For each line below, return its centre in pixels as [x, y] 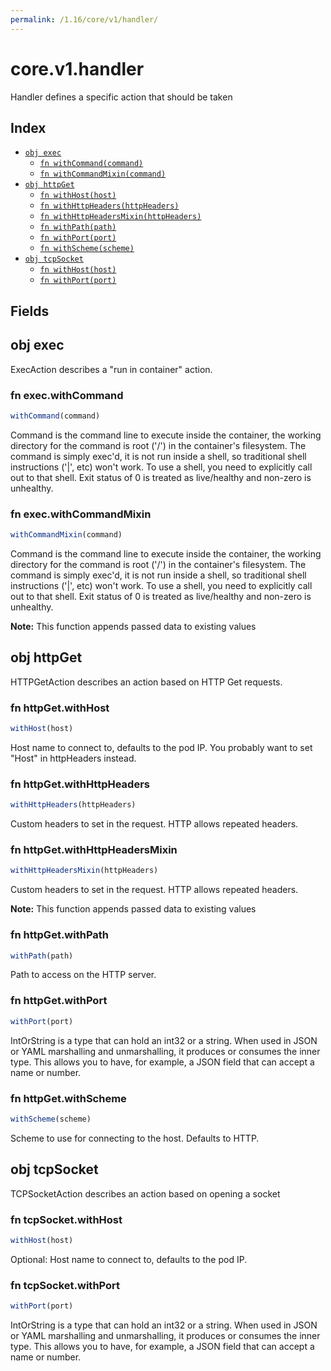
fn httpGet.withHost [60, 708]
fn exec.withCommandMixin [81, 514]
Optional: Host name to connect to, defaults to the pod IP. [129, 1259]
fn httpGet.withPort [59, 1001]
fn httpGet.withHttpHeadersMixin [94, 849]
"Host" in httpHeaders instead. [73, 758]
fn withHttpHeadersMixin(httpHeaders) [120, 217]
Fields [30, 311]
